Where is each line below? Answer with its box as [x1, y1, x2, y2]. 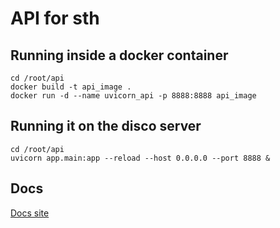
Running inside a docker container [10, 47, 229, 64]
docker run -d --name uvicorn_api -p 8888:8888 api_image [10, 91, 257, 101]
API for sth [10, 7, 100, 30]
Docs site [10, 207, 50, 219]
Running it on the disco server [10, 118, 202, 135]
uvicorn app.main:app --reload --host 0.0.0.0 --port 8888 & [10, 153, 271, 163]
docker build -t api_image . [10, 82, 132, 92]
